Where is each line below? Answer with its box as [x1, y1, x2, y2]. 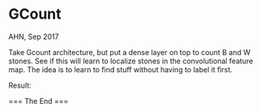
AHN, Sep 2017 [8, 32, 59, 41]
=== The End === [8, 96, 69, 106]
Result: [8, 80, 32, 90]
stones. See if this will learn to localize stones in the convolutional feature [8, 56, 254, 66]
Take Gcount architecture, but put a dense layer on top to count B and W [8, 47, 251, 57]
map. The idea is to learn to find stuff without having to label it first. [8, 64, 233, 74]
